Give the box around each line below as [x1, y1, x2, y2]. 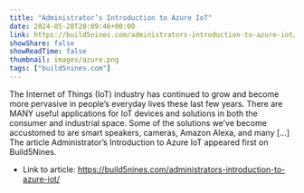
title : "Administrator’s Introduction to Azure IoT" [9, 13, 213, 23]
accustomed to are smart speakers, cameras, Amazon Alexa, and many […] [9, 127, 290, 138]
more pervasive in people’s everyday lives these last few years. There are [9, 98, 283, 109]
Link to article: [22, 164, 76, 175]
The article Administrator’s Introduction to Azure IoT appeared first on [9, 137, 269, 148]
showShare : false [9, 38, 75, 48]
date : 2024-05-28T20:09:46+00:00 [9, 22, 136, 31]
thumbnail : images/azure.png [9, 55, 119, 64]
